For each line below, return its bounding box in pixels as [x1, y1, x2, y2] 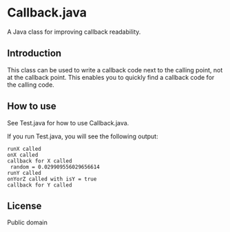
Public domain [7, 218, 48, 226]
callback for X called [7, 157, 72, 165]
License [7, 200, 42, 211]
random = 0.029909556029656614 [10, 163, 100, 170]
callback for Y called [7, 181, 72, 189]
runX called [7, 145, 41, 152]
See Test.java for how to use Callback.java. [7, 118, 129, 127]
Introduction [7, 48, 62, 59]
